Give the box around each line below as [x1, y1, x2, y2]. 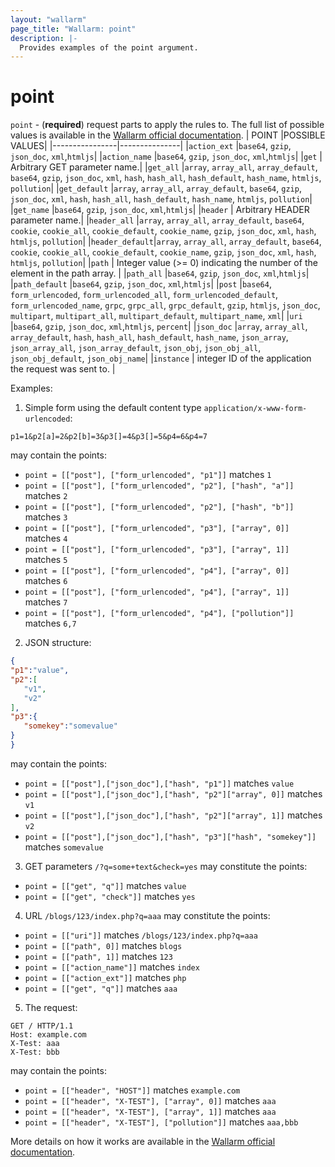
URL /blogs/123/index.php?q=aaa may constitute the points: [24, 909, 271, 921]
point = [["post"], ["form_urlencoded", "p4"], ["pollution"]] [24, 609, 295, 619]
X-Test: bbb [10, 1047, 60, 1057]
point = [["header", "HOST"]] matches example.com [24, 1084, 241, 1096]
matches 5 [24, 554, 68, 566]
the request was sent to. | [10, 363, 116, 375]
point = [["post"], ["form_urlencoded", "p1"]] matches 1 [24, 469, 272, 481]
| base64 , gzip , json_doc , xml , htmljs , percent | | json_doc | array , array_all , [10, 321, 308, 333]
